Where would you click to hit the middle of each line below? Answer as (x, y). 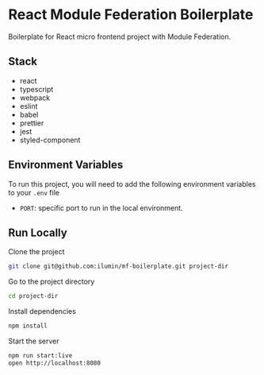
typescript (36, 89)
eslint (29, 106)
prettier (32, 123)
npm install (28, 326)
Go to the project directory (52, 282)
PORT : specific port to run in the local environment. (101, 207)
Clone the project (36, 252)
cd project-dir (33, 296)
